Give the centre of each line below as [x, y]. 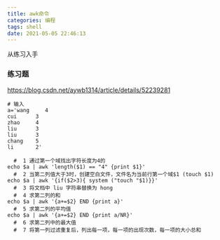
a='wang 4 [28, 110]
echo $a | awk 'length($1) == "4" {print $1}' [76, 167]
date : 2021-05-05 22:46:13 [47, 33]
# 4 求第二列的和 [37, 195]
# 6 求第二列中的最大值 [45, 222]
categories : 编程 [32, 20]
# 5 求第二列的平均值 [42, 209]
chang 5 [23, 141]
